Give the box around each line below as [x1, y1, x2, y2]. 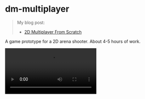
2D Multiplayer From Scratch [24, 29, 82, 35]
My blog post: [17, 20, 45, 25]
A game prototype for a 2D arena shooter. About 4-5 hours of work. [5, 38, 141, 44]
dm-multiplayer [5, 3, 70, 15]
